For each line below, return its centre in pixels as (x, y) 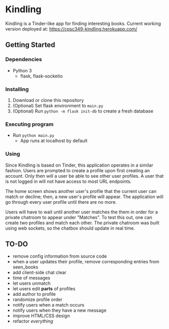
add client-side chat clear (39, 272)
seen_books (25, 267)
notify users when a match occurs (48, 305)
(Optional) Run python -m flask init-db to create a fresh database (83, 111)
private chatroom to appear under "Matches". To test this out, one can (79, 217)
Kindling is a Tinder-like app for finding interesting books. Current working (83, 23)
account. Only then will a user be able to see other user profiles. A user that (84, 176)
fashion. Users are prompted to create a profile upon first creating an (78, 170)
